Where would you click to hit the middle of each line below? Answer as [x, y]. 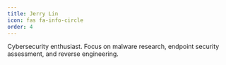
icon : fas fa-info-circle [45, 20]
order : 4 [20, 27]
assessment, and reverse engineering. [63, 54]
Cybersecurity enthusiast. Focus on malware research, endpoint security [113, 47]
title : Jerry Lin [33, 14]
